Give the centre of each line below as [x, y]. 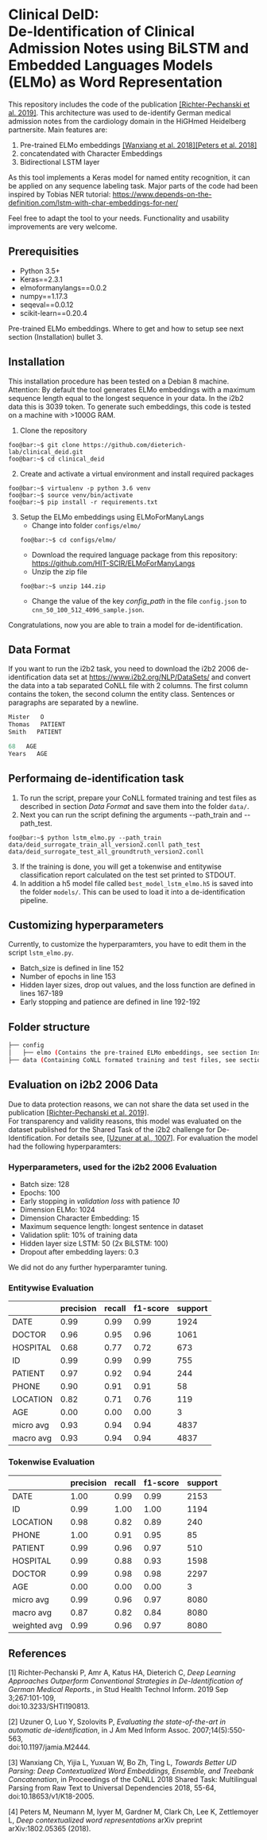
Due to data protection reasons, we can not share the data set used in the [129, 1104]
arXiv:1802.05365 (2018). [50, 1829]
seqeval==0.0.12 [46, 305]
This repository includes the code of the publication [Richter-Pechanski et [129, 104]
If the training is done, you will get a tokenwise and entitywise [121, 866]
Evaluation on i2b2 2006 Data [83, 1085]
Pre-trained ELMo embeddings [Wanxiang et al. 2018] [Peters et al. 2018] [138, 145]
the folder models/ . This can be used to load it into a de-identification [132, 892]
